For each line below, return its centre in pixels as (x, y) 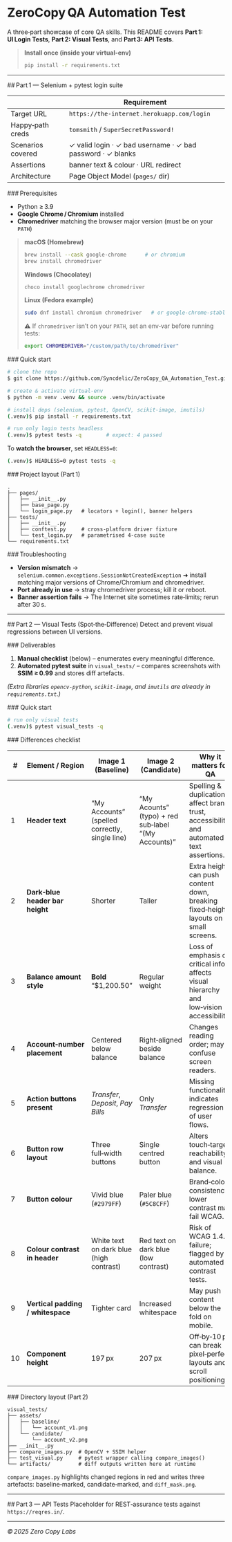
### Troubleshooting (37, 554)
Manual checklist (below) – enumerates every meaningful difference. (116, 659)
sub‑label (154, 825)
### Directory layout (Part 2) (48, 1397)
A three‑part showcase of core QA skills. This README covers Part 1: (105, 32)
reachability (208, 1153)
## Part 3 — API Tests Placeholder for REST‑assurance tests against (104, 1504)
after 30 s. (31, 605)
